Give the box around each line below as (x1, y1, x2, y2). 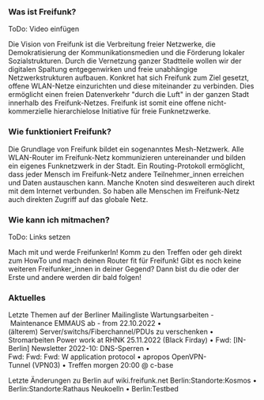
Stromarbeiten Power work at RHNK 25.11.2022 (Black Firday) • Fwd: (8, 335, 232, 345)
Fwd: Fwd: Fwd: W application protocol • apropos (8, 352, 170, 361)
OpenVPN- (171, 352, 207, 361)
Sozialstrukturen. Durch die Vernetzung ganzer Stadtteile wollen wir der (8, 56, 242, 65)
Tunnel (8, 361, 31, 370)
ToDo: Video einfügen (8, 24, 80, 34)
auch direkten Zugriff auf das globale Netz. (8, 194, 149, 204)
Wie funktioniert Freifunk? (8, 126, 112, 137)
